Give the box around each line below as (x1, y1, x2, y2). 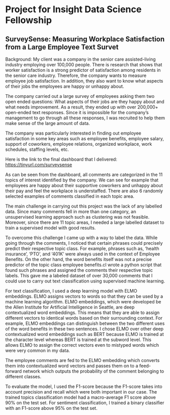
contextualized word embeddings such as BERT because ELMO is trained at (5, 331, 164, 337)
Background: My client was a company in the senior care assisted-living (5, 56, 156, 62)
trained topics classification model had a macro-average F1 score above (5, 394, 156, 400)
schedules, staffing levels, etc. (5, 146, 69, 152)
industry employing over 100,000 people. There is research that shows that (5, 62, 162, 67)
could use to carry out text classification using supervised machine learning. (5, 278, 165, 284)
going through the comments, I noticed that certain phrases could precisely (5, 240, 163, 246)
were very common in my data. (5, 348, 70, 353)
